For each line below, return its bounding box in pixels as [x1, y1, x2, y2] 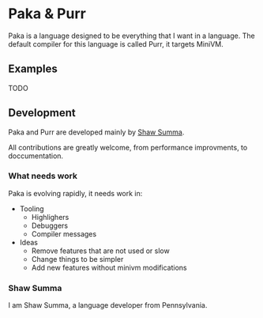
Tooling [19, 203, 45, 214]
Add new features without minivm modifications [31, 263, 187, 272]
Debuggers [31, 221, 69, 230]
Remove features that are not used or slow [31, 246, 170, 256]
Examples [8, 62, 58, 76]
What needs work [8, 171, 77, 182]
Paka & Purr [8, 5, 87, 23]
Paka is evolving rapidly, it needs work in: [8, 188, 143, 198]
